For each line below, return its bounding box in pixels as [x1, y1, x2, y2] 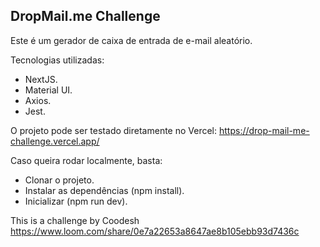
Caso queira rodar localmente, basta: [10, 154, 163, 166]
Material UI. [24, 84, 73, 96]
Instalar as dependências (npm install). [24, 184, 185, 196]
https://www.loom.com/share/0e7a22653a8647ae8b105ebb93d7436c [10, 225, 300, 237]
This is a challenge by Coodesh [10, 214, 140, 226]
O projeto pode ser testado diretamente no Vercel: [10, 124, 218, 136]
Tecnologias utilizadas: [10, 54, 105, 66]
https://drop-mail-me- [218, 124, 310, 136]
